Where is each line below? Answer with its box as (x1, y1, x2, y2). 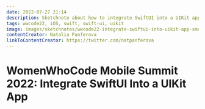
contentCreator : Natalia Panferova (6, 32, 97, 38)
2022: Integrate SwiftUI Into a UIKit (6, 77, 187, 91)
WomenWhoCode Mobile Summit (6, 64, 178, 78)
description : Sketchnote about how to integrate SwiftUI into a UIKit (6, 15, 190, 21)
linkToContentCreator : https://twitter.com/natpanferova (6, 37, 154, 43)
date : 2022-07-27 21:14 (6, 9, 67, 15)
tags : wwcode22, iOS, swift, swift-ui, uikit (6, 20, 124, 26)
